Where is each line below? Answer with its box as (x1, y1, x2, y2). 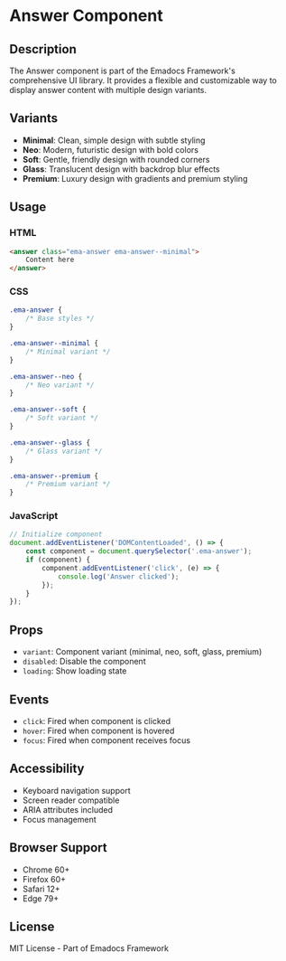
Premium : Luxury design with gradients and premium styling (22, 173, 248, 184)
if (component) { (25, 555, 91, 565)
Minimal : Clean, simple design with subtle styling (22, 135, 206, 146)
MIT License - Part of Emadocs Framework (9, 943, 170, 954)
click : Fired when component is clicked (22, 715, 171, 726)
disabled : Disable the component (22, 656, 146, 667)
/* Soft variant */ (25, 413, 99, 423)
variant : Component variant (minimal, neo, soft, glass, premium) (22, 646, 263, 657)
